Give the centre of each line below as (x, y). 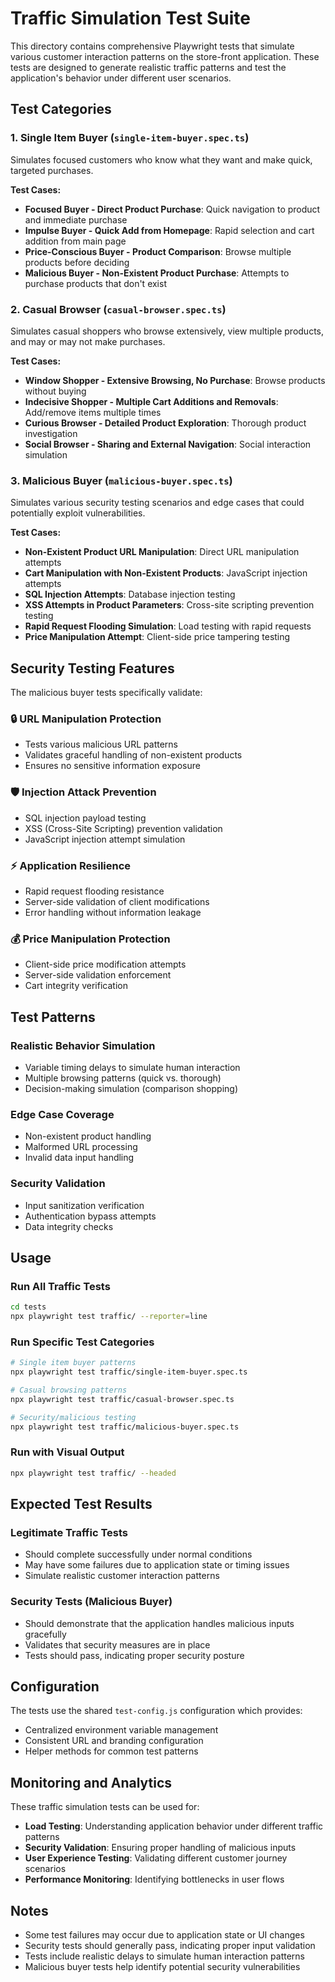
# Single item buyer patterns (73, 1363)
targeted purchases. (52, 170)
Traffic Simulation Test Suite (131, 18)
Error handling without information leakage (113, 912)
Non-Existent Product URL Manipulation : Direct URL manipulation (162, 552)
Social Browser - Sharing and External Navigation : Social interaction (168, 444)
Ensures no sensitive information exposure (112, 766)
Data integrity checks (69, 1226)
